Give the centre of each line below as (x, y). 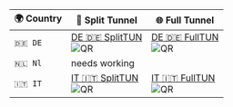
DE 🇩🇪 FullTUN (185, 37)
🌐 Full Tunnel (185, 20)
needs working (103, 63)
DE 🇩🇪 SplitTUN (107, 37)
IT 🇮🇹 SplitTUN (105, 78)
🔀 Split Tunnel (107, 20)
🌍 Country (38, 19)
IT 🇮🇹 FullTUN (183, 78)
